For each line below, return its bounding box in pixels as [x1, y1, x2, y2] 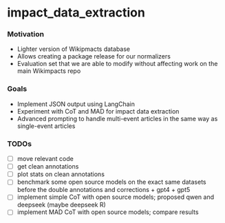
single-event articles [17, 122, 76, 130]
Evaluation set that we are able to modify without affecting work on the [17, 60, 218, 68]
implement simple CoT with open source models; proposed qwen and [17, 193, 215, 201]
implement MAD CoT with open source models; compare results [17, 208, 199, 216]
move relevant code [17, 155, 74, 163]
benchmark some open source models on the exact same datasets [17, 178, 206, 187]
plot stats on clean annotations [17, 170, 105, 178]
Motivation [7, 30, 45, 39]
